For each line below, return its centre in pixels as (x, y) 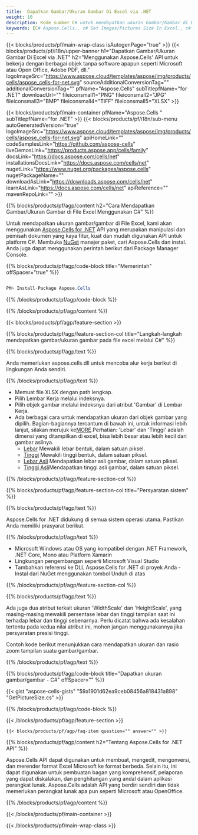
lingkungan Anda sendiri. (36, 369)
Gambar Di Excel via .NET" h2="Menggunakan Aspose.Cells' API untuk (92, 57)
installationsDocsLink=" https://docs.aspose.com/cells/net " (77, 163)
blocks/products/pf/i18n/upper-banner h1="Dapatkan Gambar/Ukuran (90, 51)
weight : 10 (19, 17)
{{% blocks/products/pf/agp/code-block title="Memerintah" (79, 266)
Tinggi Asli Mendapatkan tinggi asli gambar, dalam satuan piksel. (101, 467)
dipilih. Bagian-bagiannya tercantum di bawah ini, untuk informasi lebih (101, 424)
